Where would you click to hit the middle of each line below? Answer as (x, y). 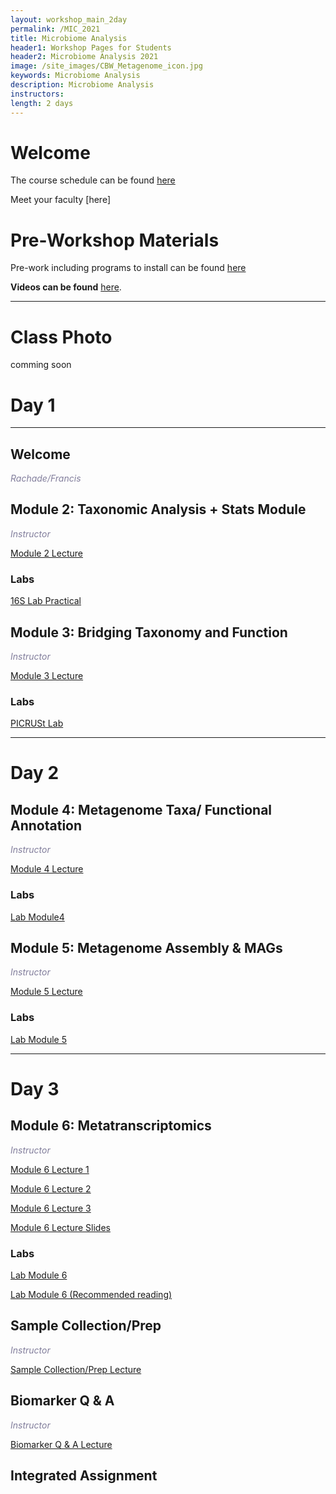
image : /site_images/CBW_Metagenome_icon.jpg (106, 66)
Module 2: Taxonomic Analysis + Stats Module (158, 509)
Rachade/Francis (46, 478)
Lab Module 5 (38, 1039)
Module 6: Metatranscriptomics (111, 1126)
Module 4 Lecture (47, 869)
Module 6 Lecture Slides (60, 1227)
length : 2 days (42, 103)
